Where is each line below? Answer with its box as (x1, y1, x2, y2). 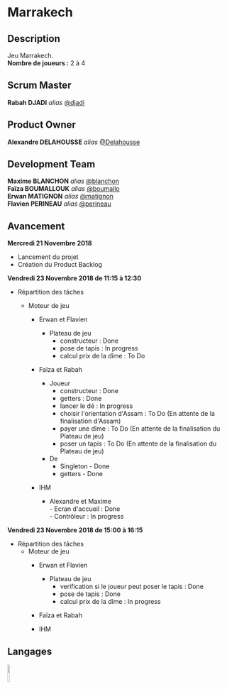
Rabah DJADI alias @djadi (7, 98, 85, 106)
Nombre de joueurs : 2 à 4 (7, 59, 86, 67)
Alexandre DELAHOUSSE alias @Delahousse (7, 138, 140, 146)
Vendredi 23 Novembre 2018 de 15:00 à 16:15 (7, 526, 143, 534)
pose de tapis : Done (60, 590, 121, 598)
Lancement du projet (17, 253, 79, 261)
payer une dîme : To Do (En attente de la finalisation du (60, 424, 221, 433)
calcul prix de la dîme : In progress (60, 597, 161, 606)
